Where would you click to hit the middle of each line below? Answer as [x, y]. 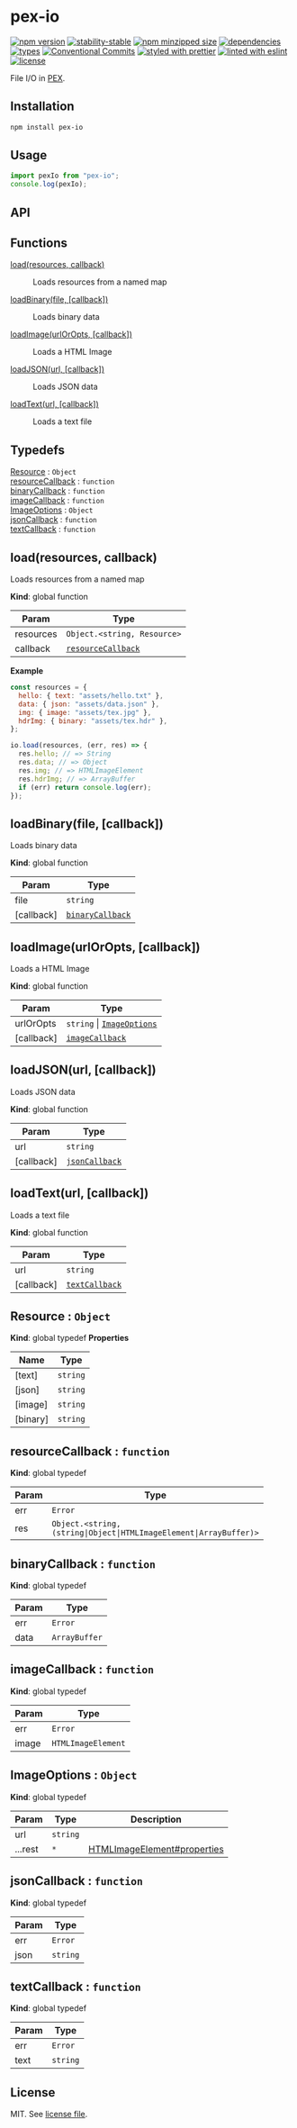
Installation [42, 107]
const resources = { [49, 688]
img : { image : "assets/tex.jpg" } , [85, 712]
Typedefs [38, 450]
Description [156, 1819]
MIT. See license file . [49, 2114]
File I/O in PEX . [38, 77]
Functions [39, 243]
